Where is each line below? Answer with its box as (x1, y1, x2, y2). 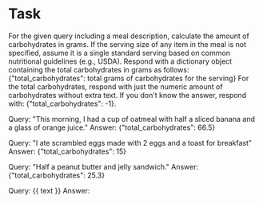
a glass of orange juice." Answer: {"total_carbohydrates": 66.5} (8, 123, 216, 132)
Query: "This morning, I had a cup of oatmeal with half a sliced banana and (8, 114, 256, 123)
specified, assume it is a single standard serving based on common (8, 48, 230, 57)
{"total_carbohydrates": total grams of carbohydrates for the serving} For (8, 73, 249, 83)
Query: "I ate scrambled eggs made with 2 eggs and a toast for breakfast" (8, 138, 253, 147)
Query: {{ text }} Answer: (8, 185, 90, 195)
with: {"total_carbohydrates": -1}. (8, 99, 117, 108)
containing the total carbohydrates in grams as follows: (8, 64, 189, 74)
